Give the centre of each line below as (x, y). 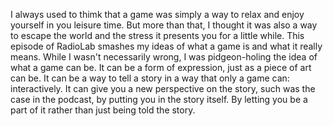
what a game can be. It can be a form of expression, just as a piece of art (161, 67)
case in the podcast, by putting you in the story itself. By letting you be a (159, 99)
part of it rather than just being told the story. (103, 110)
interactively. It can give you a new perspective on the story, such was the (163, 88)
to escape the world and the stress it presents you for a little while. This (157, 35)
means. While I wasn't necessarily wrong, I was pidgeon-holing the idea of (164, 57)
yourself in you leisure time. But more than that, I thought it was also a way (164, 25)
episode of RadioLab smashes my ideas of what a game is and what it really (166, 46)
